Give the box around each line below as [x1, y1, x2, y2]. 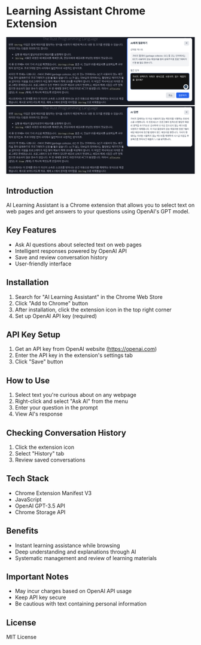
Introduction [6, 185, 54, 195]
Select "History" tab [14, 450, 65, 457]
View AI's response [14, 411, 63, 418]
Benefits [6, 526, 39, 536]
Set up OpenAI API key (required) [14, 312, 98, 319]
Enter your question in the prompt [14, 404, 98, 411]
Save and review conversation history [14, 253, 108, 261]
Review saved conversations [14, 456, 86, 464]
